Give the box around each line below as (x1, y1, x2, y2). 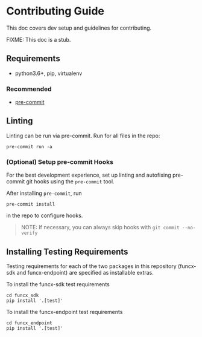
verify (21, 230, 38, 237)
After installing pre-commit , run (6, 189, 83, 197)
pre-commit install (6, 201, 55, 208)
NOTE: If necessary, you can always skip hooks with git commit (21, 224, 180, 231)
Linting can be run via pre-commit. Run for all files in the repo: (6, 132, 160, 139)
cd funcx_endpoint (6, 319, 52, 326)
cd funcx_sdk (6, 292, 39, 298)
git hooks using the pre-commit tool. (26, 178, 115, 185)
